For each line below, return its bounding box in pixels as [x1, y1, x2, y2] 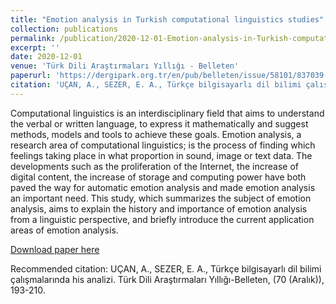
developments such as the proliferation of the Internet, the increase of [10, 160, 299, 172]
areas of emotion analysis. [10, 224, 119, 236]
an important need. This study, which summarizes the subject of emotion [10, 192, 312, 204]
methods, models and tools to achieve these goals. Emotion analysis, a [10, 128, 302, 140]
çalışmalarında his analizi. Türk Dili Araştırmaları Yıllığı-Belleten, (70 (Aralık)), [10, 273, 325, 285]
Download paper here [10, 243, 100, 255]
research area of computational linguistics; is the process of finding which [10, 139, 316, 151]
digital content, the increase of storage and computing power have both [10, 171, 307, 183]
